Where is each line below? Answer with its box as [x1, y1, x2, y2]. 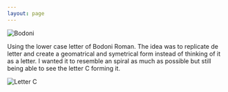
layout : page [7, 10, 45, 17]
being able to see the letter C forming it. [7, 64, 121, 72]
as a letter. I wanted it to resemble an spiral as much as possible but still [7, 56, 211, 65]
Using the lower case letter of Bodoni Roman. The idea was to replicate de [7, 42, 219, 50]
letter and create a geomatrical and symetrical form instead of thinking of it [7, 49, 221, 58]
